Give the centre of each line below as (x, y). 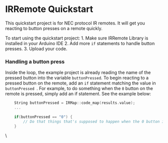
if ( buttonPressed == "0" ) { (43, 117)
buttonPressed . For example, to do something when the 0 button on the (79, 88)
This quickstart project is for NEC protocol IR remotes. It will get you (75, 23)
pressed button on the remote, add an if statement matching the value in (80, 83)
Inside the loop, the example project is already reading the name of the (78, 72)
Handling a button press (35, 61)
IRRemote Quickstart (49, 9)
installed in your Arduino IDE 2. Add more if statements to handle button (80, 43)
